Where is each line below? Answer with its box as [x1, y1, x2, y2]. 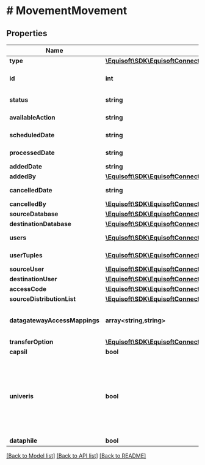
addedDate [9, 162, 43, 170]
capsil [9, 347, 27, 356]
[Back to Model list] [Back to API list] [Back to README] [6, 452, 146, 459]
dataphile [9, 436, 38, 445]
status [9, 96, 29, 104]
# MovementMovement [6, 4, 128, 18]
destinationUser [9, 275, 57, 283]
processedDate [9, 148, 55, 157]
